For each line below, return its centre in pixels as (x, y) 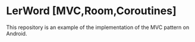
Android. (17, 33)
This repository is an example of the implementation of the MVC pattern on (98, 27)
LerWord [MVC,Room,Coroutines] (91, 11)
